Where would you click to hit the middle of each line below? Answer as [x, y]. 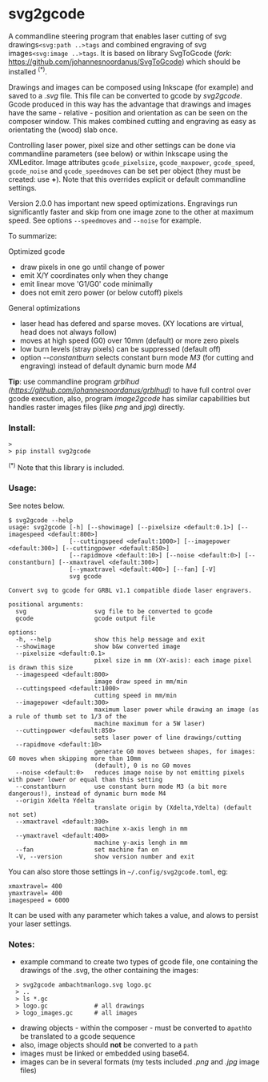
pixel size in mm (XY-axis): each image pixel [173, 660]
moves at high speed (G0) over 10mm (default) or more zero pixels [130, 340]
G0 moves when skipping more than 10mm [75, 758]
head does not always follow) [68, 332]
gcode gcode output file [86, 618]
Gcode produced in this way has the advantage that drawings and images [130, 104]
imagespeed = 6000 [39, 900]
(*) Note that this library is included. [66, 467]
